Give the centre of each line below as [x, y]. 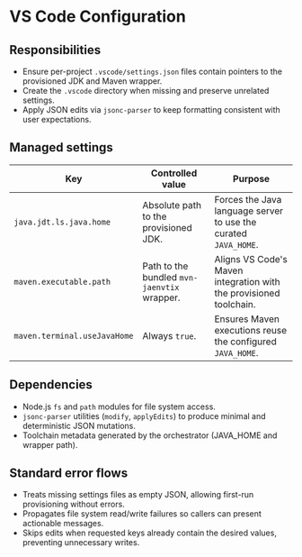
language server [249, 211]
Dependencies [51, 385]
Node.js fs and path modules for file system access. [119, 406]
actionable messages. [63, 524]
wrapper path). [50, 444]
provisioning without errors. [74, 504]
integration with [247, 281]
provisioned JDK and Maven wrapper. [92, 81]
